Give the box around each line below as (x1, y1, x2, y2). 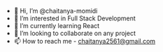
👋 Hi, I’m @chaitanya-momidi (13, 7, 98, 15)
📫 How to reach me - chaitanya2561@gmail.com (13, 37, 156, 45)
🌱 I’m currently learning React (13, 22, 100, 30)
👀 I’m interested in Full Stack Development (13, 14, 136, 22)
